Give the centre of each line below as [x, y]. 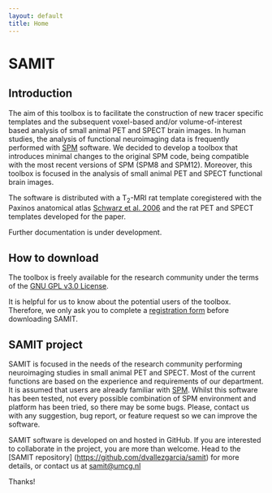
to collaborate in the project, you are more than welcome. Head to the [125, 448]
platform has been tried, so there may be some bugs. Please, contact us [129, 407]
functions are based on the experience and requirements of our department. [136, 381]
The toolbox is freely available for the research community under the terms [134, 277]
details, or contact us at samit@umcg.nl [75, 465]
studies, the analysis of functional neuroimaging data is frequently [119, 139]
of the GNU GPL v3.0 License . [59, 286]
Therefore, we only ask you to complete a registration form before [119, 311]
